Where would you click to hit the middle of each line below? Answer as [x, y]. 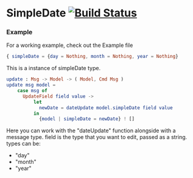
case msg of [32, 91]
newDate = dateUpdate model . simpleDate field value [106, 108]
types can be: [23, 144]
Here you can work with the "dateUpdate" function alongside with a [91, 130]
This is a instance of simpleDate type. [54, 68]
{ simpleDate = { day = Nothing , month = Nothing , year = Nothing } [92, 57]
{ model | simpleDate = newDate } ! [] [87, 119]
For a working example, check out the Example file [70, 45]
